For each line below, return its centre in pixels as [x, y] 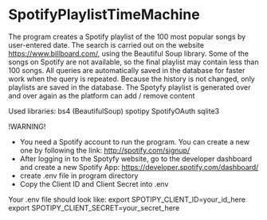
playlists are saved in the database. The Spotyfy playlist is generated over [130, 87]
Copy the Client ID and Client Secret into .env [94, 183]
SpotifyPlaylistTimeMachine [104, 15]
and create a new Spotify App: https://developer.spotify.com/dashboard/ [139, 167]
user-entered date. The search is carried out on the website [106, 44]
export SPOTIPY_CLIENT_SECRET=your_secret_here [94, 207]
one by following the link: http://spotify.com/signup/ [105, 150]
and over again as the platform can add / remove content [102, 95]
